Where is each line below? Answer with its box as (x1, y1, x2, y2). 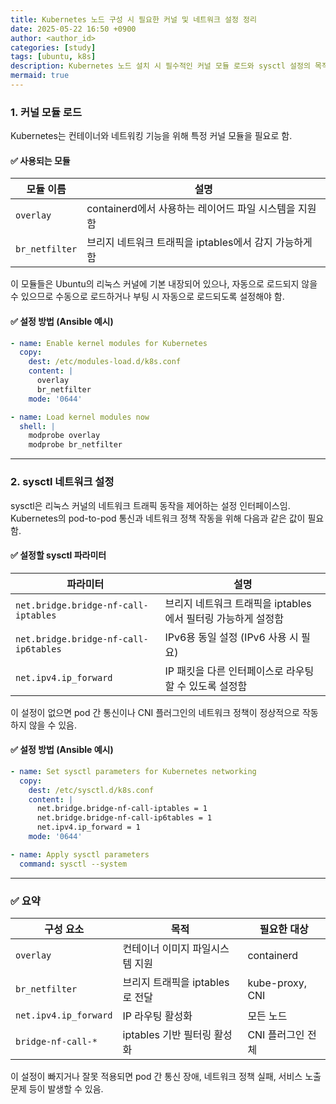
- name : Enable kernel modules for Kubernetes (10, 338, 208, 348)
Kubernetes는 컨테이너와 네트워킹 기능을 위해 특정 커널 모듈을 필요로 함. (10, 130, 293, 142)
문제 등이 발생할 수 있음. (10, 1082, 104, 1095)
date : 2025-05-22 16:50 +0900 (10, 24, 137, 34)
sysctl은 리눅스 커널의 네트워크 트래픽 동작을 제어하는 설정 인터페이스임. (10, 499, 291, 511)
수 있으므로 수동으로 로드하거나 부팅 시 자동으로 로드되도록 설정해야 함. (10, 291, 285, 303)
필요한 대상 (259, 922, 309, 936)
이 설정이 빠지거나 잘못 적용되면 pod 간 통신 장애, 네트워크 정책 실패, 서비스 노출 (10, 1070, 322, 1082)
